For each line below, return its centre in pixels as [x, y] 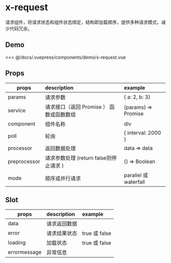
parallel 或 [136, 175]
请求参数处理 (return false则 [78, 158]
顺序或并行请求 [63, 178]
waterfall [134, 182]
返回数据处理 [61, 148]
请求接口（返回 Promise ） [77, 107]
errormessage [25, 252]
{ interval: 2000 [142, 133]
